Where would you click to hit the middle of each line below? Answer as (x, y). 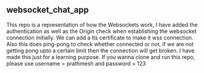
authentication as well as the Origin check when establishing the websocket (101, 31)
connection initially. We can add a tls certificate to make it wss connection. (100, 37)
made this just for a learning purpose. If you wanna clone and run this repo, (101, 57)
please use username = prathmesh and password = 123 (76, 63)
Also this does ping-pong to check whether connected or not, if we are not (100, 44)
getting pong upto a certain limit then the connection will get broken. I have (100, 50)
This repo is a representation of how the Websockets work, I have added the (102, 24)
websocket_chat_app (48, 10)
